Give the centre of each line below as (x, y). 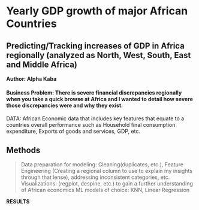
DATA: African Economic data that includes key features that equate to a (95, 118)
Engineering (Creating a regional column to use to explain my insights (107, 171)
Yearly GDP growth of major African (97, 11)
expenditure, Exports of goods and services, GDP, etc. (73, 131)
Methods (23, 150)
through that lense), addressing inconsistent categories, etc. (95, 177)
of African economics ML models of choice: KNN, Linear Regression (105, 190)
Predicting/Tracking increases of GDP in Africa (95, 46)
